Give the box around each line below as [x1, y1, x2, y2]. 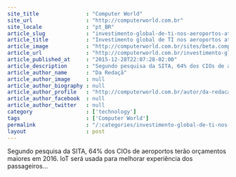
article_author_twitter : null [7, 102, 105, 109]
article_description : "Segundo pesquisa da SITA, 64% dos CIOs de [7, 63, 225, 70]
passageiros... [7, 162, 48, 171]
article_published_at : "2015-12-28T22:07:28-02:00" [7, 56, 178, 63]
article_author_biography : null [7, 82, 105, 89]
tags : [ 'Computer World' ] [7, 114, 150, 122]
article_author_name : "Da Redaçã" [7, 69, 128, 76]
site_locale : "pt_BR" [7, 23, 114, 30]
